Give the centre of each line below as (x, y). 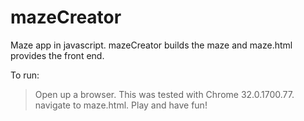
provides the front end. (57, 55)
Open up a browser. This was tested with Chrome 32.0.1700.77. (164, 94)
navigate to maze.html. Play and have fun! (121, 105)
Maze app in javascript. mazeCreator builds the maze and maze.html (151, 45)
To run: (25, 75)
